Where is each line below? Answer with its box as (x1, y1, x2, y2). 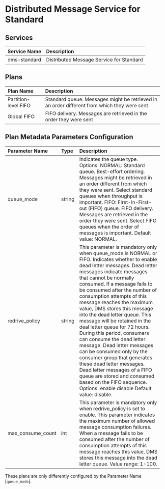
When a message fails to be (79, 430, 143, 436)
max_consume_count (7, 430, 56, 436)
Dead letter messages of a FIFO (79, 366, 152, 373)
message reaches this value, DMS (79, 448, 158, 455)
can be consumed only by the (79, 348, 148, 355)
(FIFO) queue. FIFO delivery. (88, 205, 154, 212)
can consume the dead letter (79, 336, 146, 343)
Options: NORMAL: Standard (79, 162, 145, 169)
